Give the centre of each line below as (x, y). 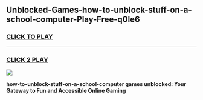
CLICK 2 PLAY (27, 59)
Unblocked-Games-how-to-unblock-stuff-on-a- (99, 10)
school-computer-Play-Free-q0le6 (73, 20)
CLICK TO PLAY (30, 37)
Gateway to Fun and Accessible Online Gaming (66, 90)
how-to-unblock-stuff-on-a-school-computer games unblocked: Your (96, 84)
